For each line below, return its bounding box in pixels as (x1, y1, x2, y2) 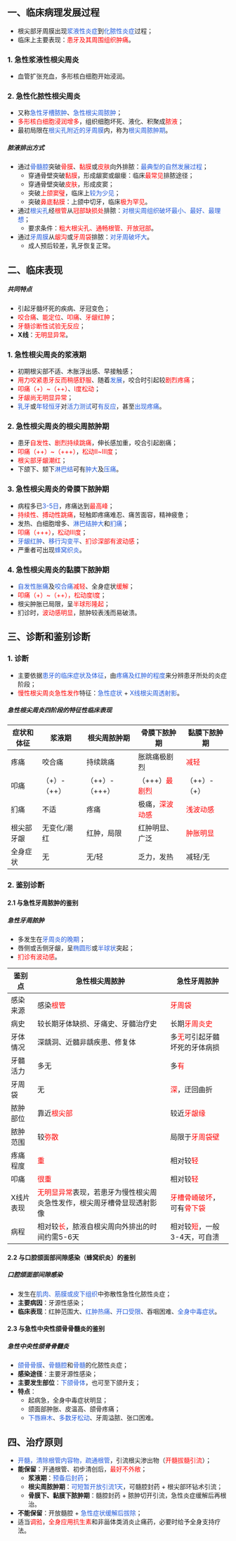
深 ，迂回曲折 (170, 1084, 213, 1094)
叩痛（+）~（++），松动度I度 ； (17, 591, 107, 599)
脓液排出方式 (7, 143, 44, 152)
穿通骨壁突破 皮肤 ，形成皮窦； (27, 180, 114, 188)
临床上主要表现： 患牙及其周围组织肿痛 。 (17, 35, 135, 44)
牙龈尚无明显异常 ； (17, 393, 74, 402)
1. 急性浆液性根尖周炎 (7, 55, 79, 65)
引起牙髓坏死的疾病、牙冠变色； (17, 304, 110, 313)
